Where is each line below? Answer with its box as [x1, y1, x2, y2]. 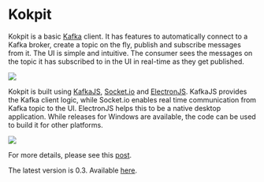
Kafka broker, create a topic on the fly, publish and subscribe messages [8, 39, 242, 49]
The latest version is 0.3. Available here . [8, 165, 138, 175]
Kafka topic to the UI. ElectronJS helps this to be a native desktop [8, 103, 221, 113]
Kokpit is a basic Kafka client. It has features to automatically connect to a [8, 32, 248, 41]
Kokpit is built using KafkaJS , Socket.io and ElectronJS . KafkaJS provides [8, 87, 247, 96]
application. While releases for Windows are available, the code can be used [8, 112, 256, 121]
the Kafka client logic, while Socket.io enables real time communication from [8, 95, 257, 104]
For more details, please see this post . [8, 150, 132, 159]
